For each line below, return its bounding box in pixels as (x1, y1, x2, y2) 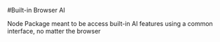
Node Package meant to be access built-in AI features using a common (7, 20, 214, 27)
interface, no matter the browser (7, 27, 101, 35)
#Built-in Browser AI (7, 6, 65, 14)
